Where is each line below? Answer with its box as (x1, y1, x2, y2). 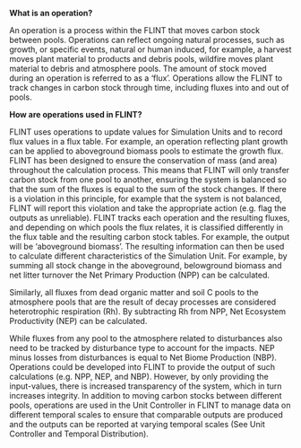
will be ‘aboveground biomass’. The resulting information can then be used (9, 242, 285, 251)
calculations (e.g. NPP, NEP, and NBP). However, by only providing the (9, 372, 269, 382)
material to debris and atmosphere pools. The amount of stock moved (9, 63, 267, 74)
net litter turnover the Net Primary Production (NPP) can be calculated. (9, 269, 271, 280)
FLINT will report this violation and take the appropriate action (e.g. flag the (9, 203, 287, 214)
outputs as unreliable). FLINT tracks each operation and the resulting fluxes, (9, 213, 290, 223)
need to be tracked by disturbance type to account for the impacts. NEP (9, 343, 275, 353)
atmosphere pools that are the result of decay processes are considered (9, 296, 277, 307)
